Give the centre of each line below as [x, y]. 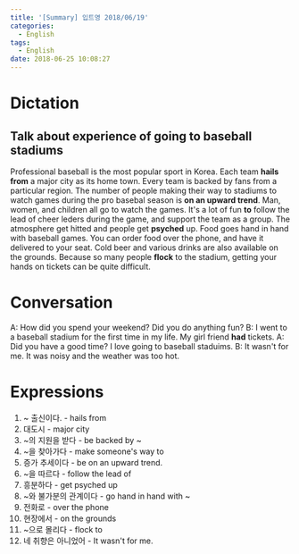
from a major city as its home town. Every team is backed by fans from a [144, 181]
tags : [20, 42]
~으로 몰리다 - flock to [63, 529]
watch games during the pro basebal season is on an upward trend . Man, [145, 200]
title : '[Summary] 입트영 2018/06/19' [79, 17]
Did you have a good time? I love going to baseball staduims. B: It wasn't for [149, 346]
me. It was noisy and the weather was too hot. [95, 356]
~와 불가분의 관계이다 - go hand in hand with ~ [107, 496]
